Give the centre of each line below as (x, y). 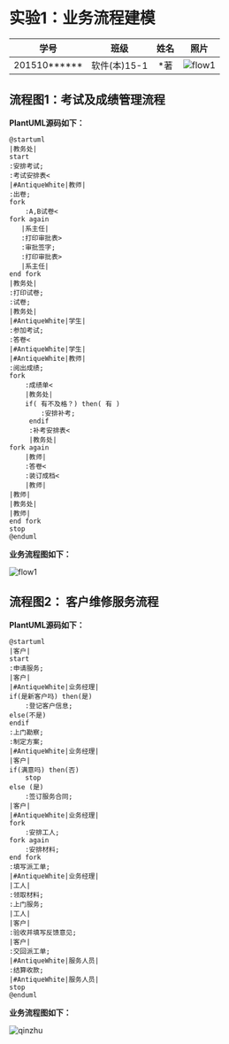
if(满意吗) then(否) (44, 770)
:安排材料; (42, 849)
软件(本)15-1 (120, 65)
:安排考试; (27, 166)
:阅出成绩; (27, 368)
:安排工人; (42, 833)
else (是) (27, 787)
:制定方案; (27, 741)
